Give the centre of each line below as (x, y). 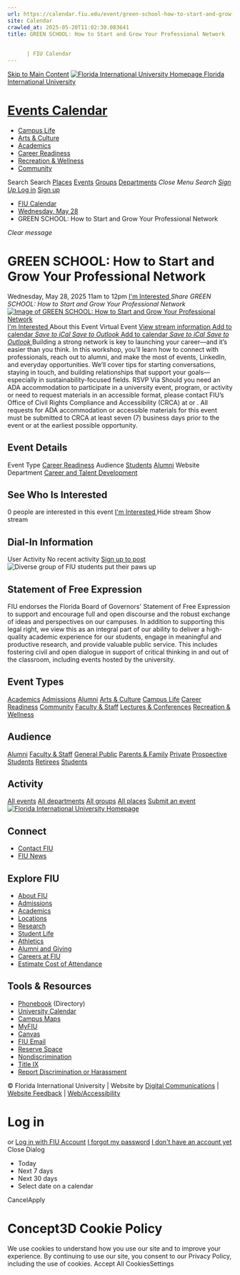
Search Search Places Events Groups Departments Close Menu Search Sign (119, 182)
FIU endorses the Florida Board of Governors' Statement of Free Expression (119, 606)
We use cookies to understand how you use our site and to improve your (114, 1248)
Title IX (28, 1064)
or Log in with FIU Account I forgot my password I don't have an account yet (120, 1142)
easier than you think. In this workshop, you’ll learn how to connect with (113, 349)
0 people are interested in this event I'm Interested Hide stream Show (109, 512)
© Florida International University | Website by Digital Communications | (113, 1085)
